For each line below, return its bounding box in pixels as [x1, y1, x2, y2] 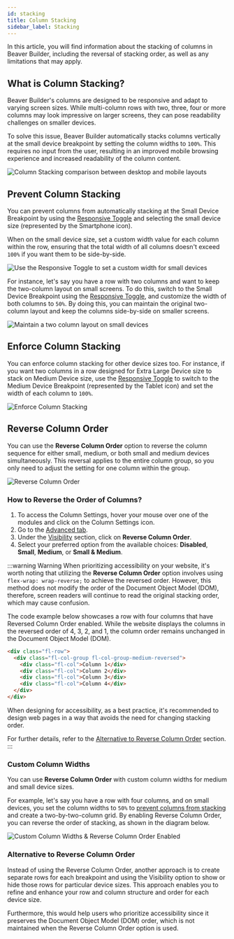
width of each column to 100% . [7, 389, 94, 397]
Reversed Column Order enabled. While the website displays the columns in [7, 619, 226, 628]
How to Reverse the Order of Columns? [7, 495, 142, 504]
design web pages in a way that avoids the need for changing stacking [7, 713, 211, 721]
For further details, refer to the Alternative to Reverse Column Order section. [7, 734, 226, 742]
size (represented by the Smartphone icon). [7, 222, 133, 230]
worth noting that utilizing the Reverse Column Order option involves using [7, 568, 224, 577]
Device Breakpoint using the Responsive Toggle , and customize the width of [7, 292, 227, 300]
